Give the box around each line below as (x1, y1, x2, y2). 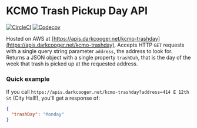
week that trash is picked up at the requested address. (6, 60, 138, 67)
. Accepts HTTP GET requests (114, 41, 185, 48)
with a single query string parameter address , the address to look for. (6, 47, 173, 54)
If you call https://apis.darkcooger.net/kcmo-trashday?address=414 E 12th (6, 88, 189, 96)
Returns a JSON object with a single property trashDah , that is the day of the (6, 54, 191, 61)
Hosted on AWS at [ (6, 35, 54, 42)
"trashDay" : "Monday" (11, 111, 65, 117)
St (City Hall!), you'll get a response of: (6, 94, 100, 101)
